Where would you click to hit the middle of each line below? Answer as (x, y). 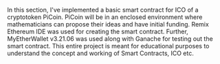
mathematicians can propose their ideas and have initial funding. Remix (108, 24)
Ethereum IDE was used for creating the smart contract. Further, (98, 31)
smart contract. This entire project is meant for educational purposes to (108, 46)
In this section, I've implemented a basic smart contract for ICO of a (103, 10)
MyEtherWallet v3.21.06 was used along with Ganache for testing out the (110, 39)
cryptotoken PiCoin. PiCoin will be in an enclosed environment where (105, 17)
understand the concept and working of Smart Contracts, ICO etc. (101, 53)
